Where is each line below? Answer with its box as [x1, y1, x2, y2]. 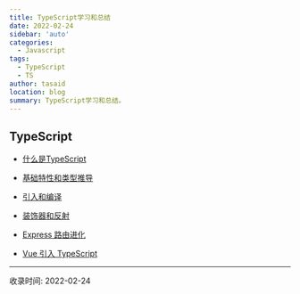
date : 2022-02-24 [9, 21, 74, 30]
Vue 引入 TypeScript [21, 249, 98, 259]
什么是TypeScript [21, 153, 87, 165]
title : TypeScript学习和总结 [9, 12, 112, 22]
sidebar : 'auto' [9, 29, 70, 38]
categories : [9, 37, 54, 47]
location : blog [9, 87, 66, 96]
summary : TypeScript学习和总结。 [9, 95, 126, 105]
